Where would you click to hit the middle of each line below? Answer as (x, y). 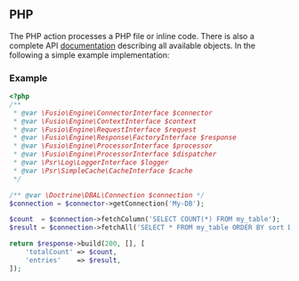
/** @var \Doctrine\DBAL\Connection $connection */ (107, 195)
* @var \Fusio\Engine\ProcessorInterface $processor (113, 146)
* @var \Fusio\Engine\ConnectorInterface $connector (113, 113)
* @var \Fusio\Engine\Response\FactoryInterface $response (125, 138)
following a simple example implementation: (89, 55)
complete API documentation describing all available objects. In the (133, 45)
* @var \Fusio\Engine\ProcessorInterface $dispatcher (115, 155)
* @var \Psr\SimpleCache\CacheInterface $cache (103, 171)
